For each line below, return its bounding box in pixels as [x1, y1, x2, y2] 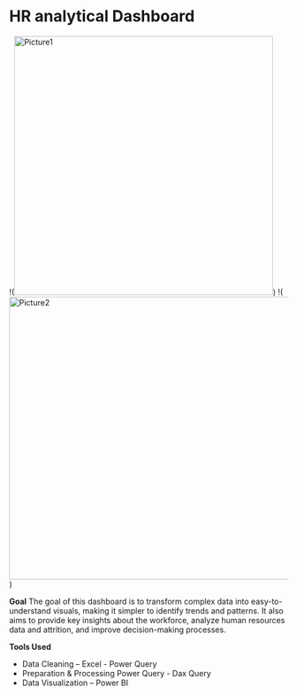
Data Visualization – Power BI [21, 677, 129, 688]
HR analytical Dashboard [9, 6, 195, 27]
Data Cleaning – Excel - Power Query [21, 658, 157, 669]
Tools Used [9, 641, 51, 652]
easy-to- [250, 596, 283, 606]
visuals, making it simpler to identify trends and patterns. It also [52, 605, 285, 616]
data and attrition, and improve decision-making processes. [9, 624, 227, 635]
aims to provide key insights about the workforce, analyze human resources [9, 614, 286, 625]
